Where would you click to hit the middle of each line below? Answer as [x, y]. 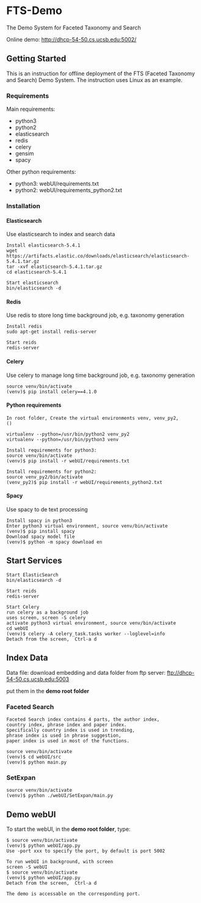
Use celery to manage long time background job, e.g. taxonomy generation [101, 375]
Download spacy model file [41, 537]
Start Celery [23, 607]
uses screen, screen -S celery [46, 618]
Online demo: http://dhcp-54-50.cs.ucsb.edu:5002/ [71, 39]
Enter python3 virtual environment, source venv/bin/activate [87, 526]
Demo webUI [31, 814]
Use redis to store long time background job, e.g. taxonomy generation [95, 315]
